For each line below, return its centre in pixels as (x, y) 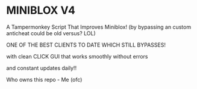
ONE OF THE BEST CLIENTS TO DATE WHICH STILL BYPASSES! (86, 45)
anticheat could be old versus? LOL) (51, 33)
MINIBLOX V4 (41, 10)
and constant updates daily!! (42, 68)
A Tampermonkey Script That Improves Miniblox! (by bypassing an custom (99, 27)
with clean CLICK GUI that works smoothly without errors (77, 56)
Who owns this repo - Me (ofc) (44, 79)
